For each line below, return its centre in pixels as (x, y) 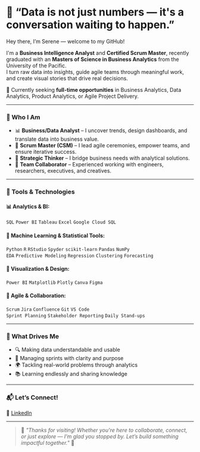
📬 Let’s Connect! (32, 398)
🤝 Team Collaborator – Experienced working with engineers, (89, 165)
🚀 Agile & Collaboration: (36, 296)
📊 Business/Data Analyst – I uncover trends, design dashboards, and (101, 131)
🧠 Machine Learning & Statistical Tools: (56, 236)
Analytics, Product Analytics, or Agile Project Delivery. (72, 96)
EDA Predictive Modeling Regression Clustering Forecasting (80, 256)
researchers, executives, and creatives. (63, 171)
